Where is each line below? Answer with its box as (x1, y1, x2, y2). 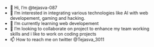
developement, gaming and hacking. (9, 15, 85, 21)
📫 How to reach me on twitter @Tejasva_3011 (9, 37, 104, 42)
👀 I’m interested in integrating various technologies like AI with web (9, 10, 148, 16)
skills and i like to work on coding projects (9, 31, 96, 37)
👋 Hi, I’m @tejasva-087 (9, 5, 57, 10)
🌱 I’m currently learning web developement (9, 20, 99, 26)
